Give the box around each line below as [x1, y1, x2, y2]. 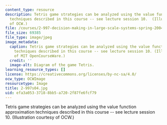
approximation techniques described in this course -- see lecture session [5, 109, 155, 115]
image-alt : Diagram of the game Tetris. [9, 62, 94, 67]
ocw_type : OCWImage [5, 76, 46, 81]
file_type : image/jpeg [5, 35, 52, 40]
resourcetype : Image [5, 81, 48, 86]
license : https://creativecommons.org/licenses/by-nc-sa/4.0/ [5, 72, 137, 77]
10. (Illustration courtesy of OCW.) [5, 115, 75, 121]
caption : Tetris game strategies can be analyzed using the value [9, 44, 150, 49]
